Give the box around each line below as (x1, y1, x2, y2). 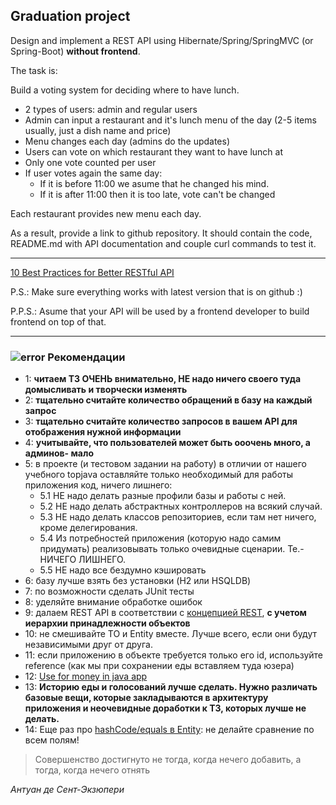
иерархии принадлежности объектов (24, 617, 191, 629)
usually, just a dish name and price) (24, 124, 172, 136)
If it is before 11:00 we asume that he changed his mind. (39, 177, 270, 189)
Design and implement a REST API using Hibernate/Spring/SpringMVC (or (10, 34, 314, 46)
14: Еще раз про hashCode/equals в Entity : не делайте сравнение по (24, 724, 315, 736)
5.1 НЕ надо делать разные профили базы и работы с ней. (39, 490, 287, 502)
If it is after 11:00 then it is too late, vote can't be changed (39, 188, 276, 200)
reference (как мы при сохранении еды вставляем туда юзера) (24, 660, 295, 672)
